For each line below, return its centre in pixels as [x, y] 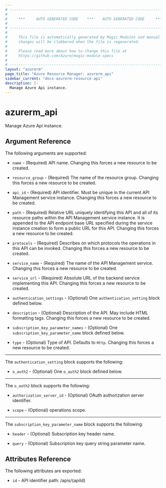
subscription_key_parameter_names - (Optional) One [65, 328]
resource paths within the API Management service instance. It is [78, 218]
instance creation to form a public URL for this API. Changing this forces [85, 228]
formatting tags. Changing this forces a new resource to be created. [81, 318]
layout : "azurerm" [24, 70]
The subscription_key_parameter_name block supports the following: [74, 424]
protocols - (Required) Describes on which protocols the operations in [84, 243]
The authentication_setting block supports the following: [64, 362]
